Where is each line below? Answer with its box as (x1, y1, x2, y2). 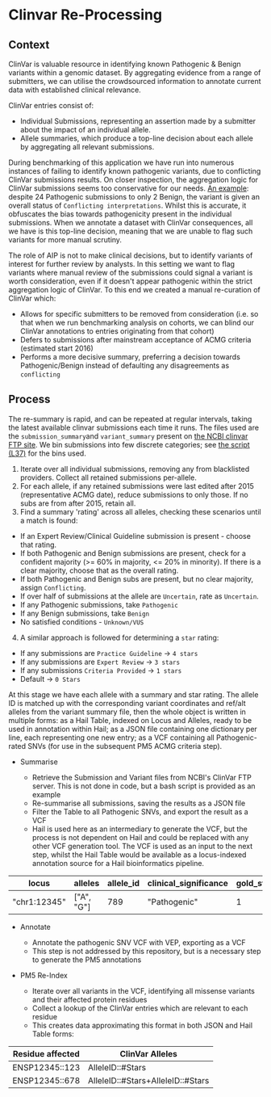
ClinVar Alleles (119, 1048, 177, 1059)
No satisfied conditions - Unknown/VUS (19, 616, 144, 627)
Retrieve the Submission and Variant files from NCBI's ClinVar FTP (31, 772, 252, 782)
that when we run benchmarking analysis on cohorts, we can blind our (19, 317, 254, 327)
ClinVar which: (8, 293, 56, 303)
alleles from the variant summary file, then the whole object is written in (8, 707, 246, 717)
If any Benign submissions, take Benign (19, 608, 150, 618)
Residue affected (12, 1048, 81, 1059)
